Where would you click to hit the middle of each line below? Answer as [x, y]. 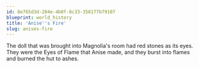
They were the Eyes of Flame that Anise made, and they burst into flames [98, 53]
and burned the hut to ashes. [43, 59]
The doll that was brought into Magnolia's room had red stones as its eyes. [100, 46]
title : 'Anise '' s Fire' [37, 23]
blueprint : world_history [39, 18]
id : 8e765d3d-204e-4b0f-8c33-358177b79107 [61, 12]
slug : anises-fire [30, 29]
